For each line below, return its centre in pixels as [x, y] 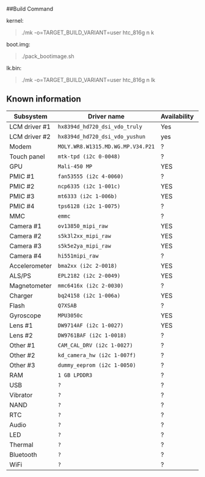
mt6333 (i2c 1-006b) [88, 196]
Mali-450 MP [75, 166]
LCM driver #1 [30, 127]
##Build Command [30, 9]
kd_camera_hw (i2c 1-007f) [97, 355]
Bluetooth [23, 454]
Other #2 [22, 355]
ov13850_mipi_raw [83, 226]
